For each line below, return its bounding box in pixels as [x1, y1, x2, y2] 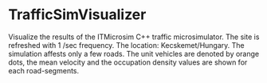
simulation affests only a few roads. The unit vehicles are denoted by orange [8, 49, 260, 58]
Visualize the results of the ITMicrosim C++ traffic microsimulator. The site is [8, 32, 260, 41]
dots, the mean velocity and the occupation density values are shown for [8, 57, 248, 67]
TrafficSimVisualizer [8, 6, 147, 24]
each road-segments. [8, 65, 80, 75]
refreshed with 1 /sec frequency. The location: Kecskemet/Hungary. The [8, 40, 245, 49]
